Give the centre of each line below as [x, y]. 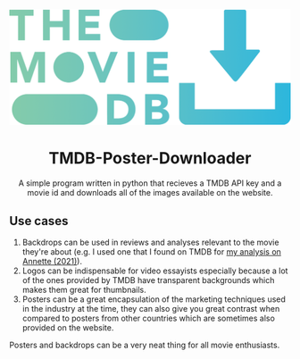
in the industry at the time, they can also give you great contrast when [151, 308]
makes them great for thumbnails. [84, 289]
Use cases [39, 221]
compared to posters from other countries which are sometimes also [148, 318]
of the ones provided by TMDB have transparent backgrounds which [148, 280]
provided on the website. [68, 327]
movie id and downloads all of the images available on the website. [150, 193]
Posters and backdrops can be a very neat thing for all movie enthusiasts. [145, 345]
